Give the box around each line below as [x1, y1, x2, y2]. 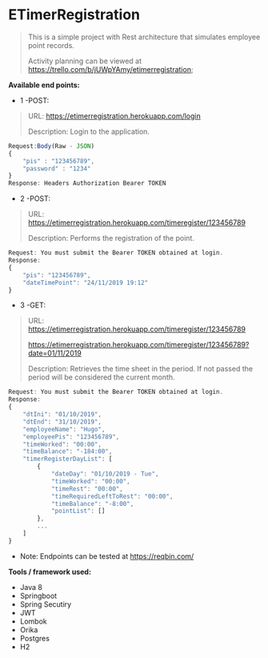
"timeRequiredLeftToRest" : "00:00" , [50, 492, 174, 500]
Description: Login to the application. [27, 126, 150, 136]
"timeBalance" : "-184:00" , [22, 447, 113, 455]
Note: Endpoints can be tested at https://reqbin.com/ [19, 551, 194, 561]
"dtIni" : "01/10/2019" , [22, 411, 102, 419]
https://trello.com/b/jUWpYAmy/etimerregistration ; [27, 64, 194, 74]
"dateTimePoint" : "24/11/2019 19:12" [22, 279, 149, 287]
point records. [27, 40, 74, 50]
